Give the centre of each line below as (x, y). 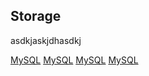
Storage (36, 16)
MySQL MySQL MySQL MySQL (74, 60)
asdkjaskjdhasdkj (46, 40)
